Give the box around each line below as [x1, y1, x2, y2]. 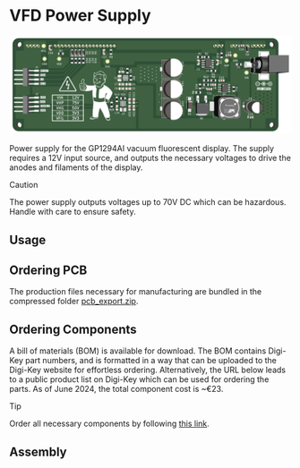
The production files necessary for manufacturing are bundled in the [9, 286, 262, 297]
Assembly [9, 444, 67, 459]
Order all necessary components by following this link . [9, 418, 210, 430]
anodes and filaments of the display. [9, 162, 143, 173]
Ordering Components [9, 321, 137, 336]
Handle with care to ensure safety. [9, 207, 136, 217]
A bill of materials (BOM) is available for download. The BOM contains [9, 345, 267, 356]
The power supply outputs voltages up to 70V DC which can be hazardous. [9, 197, 287, 208]
